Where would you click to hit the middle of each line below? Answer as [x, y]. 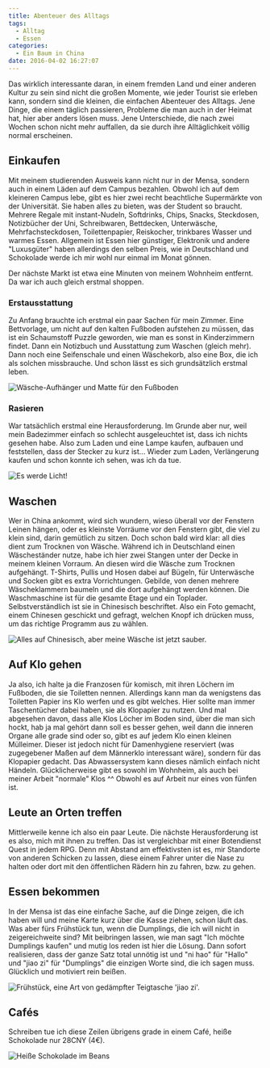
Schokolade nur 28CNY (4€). [57, 1041]
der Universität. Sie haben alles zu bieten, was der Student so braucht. [126, 206]
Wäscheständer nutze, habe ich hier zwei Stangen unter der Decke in [123, 555]
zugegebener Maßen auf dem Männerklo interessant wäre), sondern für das [135, 753]
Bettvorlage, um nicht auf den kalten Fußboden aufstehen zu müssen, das [131, 329]
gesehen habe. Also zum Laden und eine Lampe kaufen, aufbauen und [126, 443]
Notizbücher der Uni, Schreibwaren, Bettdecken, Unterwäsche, [113, 223]
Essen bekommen [54, 892]
